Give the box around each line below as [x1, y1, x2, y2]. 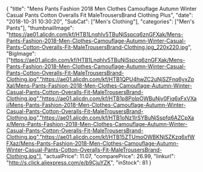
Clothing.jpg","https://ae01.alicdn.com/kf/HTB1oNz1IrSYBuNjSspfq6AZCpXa [6, 114, 195, 121]
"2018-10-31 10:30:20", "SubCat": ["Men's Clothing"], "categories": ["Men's [6, 18, 195, 25]
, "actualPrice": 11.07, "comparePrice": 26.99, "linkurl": [40, 153, 176, 159]
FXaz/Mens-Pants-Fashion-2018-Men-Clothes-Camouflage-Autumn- [6, 140, 179, 147]
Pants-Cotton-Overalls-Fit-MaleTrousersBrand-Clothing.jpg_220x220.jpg [6, 43, 188, 51]
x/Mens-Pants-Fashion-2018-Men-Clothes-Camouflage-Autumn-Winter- [6, 121, 188, 127]
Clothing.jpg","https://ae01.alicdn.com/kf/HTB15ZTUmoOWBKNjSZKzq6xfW [6, 133, 195, 141]
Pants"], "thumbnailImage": [6, 24, 74, 31]
